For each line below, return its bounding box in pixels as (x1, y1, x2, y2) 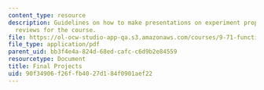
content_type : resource (8, 11, 86, 20)
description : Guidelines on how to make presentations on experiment (8, 19, 241, 27)
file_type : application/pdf (8, 41, 101, 49)
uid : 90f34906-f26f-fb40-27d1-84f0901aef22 (8, 70, 153, 77)
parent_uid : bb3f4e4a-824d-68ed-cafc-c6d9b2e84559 (8, 48, 178, 56)
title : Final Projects (8, 63, 82, 70)
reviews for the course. (15, 26, 97, 34)
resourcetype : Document (8, 56, 86, 63)
